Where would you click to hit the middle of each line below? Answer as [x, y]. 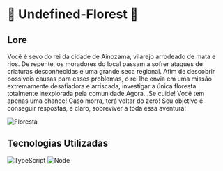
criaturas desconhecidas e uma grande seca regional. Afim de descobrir [111, 71]
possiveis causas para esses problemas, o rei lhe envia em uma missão [110, 79]
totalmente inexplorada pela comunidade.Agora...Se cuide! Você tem [106, 93]
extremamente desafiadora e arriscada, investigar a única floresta [102, 86]
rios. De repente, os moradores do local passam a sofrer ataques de [105, 64]
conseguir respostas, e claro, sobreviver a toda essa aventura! [97, 108]
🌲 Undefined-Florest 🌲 [73, 14]
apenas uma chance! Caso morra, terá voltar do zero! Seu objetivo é [105, 101]
